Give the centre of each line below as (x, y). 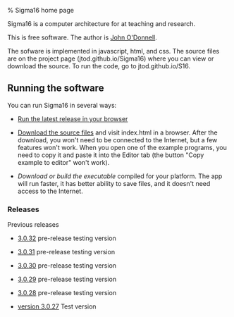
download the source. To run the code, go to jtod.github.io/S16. (99, 66)
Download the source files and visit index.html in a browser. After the (117, 132)
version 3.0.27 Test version (57, 306)
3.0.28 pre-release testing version (67, 293)
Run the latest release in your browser (73, 118)
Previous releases (33, 225)
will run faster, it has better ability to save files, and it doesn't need (114, 183)
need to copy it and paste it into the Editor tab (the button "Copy (111, 155)
